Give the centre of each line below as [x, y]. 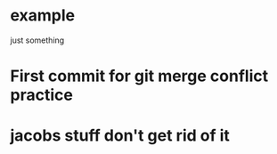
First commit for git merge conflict [139, 76]
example [43, 16]
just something [37, 40]
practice [42, 95]
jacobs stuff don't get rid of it [120, 136]
